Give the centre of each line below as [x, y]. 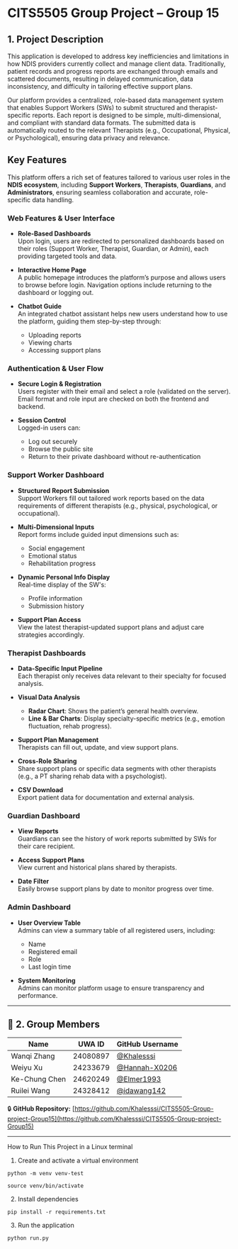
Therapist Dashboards [47, 653]
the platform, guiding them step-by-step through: [89, 321]
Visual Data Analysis [49, 697]
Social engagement [56, 548]
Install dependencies [48, 1199]
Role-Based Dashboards [54, 234]
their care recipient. [46, 846]
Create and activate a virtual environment [78, 1160]
